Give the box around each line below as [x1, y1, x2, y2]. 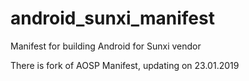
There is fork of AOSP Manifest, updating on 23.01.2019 [10, 59, 240, 71]
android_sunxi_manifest [10, 7, 215, 30]
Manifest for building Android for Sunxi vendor [10, 40, 202, 52]
